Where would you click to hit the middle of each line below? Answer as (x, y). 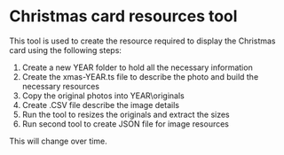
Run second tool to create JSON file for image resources (125, 124)
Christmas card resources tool (123, 16)
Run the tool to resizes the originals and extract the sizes (126, 114)
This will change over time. (59, 141)
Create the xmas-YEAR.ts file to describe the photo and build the (140, 76)
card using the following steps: (66, 50)
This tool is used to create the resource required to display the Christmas (142, 41)
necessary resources (61, 86)
